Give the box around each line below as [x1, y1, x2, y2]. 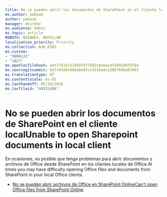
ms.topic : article [5, 30, 43, 35]
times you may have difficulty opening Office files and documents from [5, 167, 151, 173]
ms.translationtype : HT [5, 72, 55, 77]
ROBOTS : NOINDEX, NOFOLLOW [5, 35, 61, 40]
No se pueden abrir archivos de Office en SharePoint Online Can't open [12, 182, 158, 188]
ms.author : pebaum [5, 12, 43, 17]
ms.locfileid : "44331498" [5, 86, 59, 91]
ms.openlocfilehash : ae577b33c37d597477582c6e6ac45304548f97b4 [5, 63, 139, 68]
